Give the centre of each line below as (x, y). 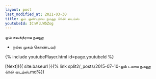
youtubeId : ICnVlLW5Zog (29, 23)
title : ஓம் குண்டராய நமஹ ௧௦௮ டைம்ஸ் (42, 19)
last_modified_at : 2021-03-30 (36, 14)
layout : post (18, 10)
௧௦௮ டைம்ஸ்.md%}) (25, 72)
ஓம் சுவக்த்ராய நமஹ (25, 37)
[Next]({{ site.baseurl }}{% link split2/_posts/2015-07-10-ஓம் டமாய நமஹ (78, 66)
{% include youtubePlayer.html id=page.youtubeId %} (60, 57)
